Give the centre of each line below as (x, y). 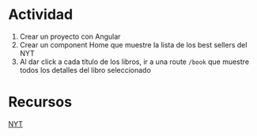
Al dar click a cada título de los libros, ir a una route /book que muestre (134, 62)
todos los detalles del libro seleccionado (85, 70)
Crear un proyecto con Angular (70, 36)
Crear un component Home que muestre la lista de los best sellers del (133, 44)
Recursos (40, 102)
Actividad (41, 15)
